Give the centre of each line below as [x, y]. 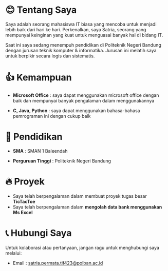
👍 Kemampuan [39, 78]
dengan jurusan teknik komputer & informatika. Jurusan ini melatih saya [81, 50]
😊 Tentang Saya [41, 10]
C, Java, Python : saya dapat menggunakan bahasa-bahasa [76, 110]
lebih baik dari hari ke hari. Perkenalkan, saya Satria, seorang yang [76, 29]
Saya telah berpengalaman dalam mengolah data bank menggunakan [87, 207]
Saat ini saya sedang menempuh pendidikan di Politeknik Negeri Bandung [83, 45]
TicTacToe [24, 201]
